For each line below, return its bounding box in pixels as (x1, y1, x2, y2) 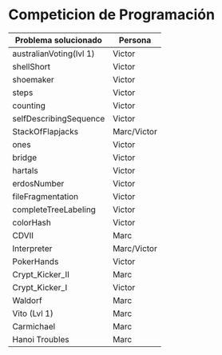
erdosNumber (12, 177, 65, 189)
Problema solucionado (14, 34, 102, 46)
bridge (12, 152, 38, 163)
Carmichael (12, 321, 56, 332)
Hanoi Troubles (12, 333, 69, 345)
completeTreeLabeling (12, 204, 96, 215)
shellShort (12, 61, 50, 72)
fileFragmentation (12, 190, 79, 201)
